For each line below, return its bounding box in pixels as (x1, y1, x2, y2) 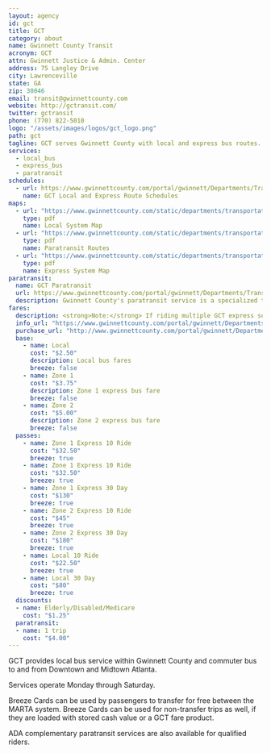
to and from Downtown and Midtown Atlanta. (8, 664, 157, 674)
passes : (15, 431, 42, 439)
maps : (8, 199, 27, 207)
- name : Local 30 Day (23, 574, 95, 582)
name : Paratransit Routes (23, 244, 110, 252)
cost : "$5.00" (29, 409, 78, 418)
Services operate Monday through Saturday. (8, 680, 156, 690)
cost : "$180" (29, 537, 74, 545)
